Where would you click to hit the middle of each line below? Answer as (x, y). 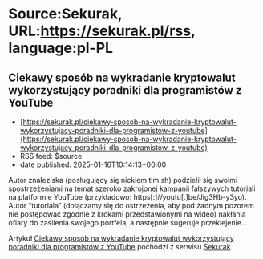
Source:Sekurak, (65, 14)
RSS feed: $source (51, 156)
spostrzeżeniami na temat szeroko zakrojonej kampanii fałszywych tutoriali (132, 188)
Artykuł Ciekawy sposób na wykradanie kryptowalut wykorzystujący (121, 238)
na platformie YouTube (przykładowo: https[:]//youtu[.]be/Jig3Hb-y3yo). (127, 197)
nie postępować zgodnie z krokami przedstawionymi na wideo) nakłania (127, 214)
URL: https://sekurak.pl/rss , (102, 31)
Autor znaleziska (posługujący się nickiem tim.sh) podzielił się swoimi (123, 180)
